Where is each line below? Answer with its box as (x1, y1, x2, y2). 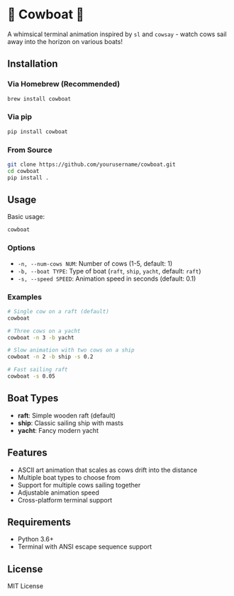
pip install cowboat (7, 128, 69, 135)
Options (7, 243, 35, 253)
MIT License (7, 582, 44, 590)
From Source (7, 145, 52, 154)
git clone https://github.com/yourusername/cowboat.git (7, 161, 176, 168)
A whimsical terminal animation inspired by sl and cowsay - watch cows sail (7, 30, 227, 38)
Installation (7, 58, 58, 70)
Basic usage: (7, 213, 45, 221)
